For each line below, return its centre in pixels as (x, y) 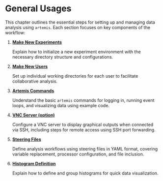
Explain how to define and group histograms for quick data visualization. (85, 173)
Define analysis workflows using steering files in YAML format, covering (85, 149)
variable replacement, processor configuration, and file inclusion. (78, 154)
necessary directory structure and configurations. (63, 57)
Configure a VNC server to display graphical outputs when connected (83, 124)
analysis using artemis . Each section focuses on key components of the (78, 27)
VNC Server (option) (33, 115)
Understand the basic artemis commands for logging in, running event (83, 100)
